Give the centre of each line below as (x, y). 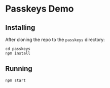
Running (19, 69)
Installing (20, 28)
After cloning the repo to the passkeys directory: (55, 39)
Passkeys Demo (40, 9)
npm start (16, 80)
